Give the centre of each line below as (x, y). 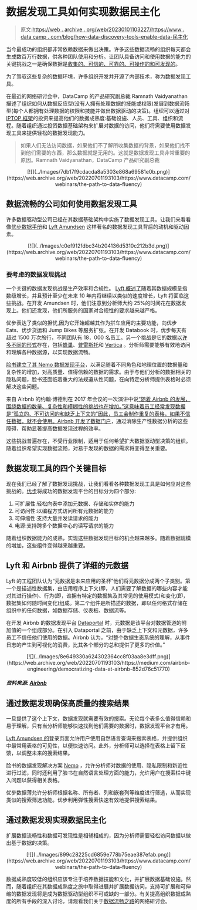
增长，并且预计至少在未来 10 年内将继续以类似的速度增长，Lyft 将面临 (100, 296)
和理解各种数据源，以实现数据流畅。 (50, 352)
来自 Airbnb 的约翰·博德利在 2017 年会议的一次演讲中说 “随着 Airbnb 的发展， (98, 399)
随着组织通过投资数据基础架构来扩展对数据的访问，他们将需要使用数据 (101, 125)
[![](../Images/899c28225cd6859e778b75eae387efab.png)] (98, 854)
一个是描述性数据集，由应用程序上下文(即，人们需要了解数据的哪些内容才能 (97, 588)
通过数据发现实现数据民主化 (56, 820)
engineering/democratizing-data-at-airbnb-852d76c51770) (98, 669)
